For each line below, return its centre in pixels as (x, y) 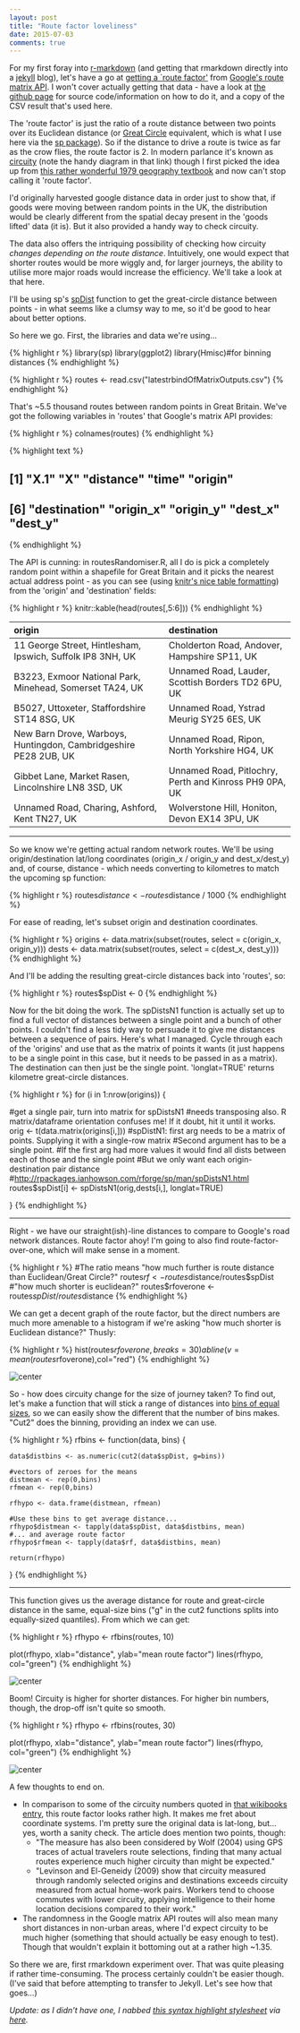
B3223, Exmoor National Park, (77, 677)
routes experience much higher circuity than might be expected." (155, 1861)
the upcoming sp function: (58, 878)
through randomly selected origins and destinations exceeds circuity (162, 1881)
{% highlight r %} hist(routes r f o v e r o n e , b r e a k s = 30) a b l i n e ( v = (124, 1350)
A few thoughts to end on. (57, 1787)
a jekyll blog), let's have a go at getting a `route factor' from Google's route (146, 78)
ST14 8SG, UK (45, 719)
